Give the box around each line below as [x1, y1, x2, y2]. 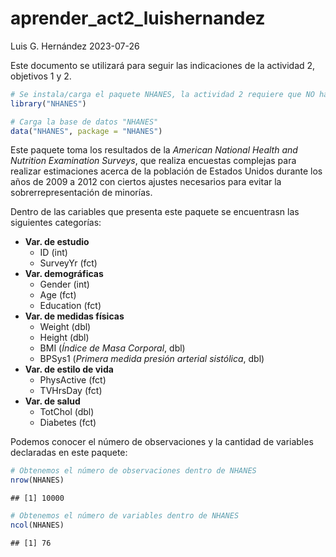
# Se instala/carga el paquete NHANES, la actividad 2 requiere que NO [10, 89, 315, 99]
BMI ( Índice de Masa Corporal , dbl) [39, 342, 186, 354]
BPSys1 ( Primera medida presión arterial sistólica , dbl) [39, 353, 265, 365]
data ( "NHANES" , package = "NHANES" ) [10, 126, 163, 136]
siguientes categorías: [10, 217, 102, 229]
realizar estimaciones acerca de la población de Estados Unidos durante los [10, 165, 323, 177]
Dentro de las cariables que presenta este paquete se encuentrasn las [10, 206, 300, 218]
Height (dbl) [39, 332, 90, 344]
